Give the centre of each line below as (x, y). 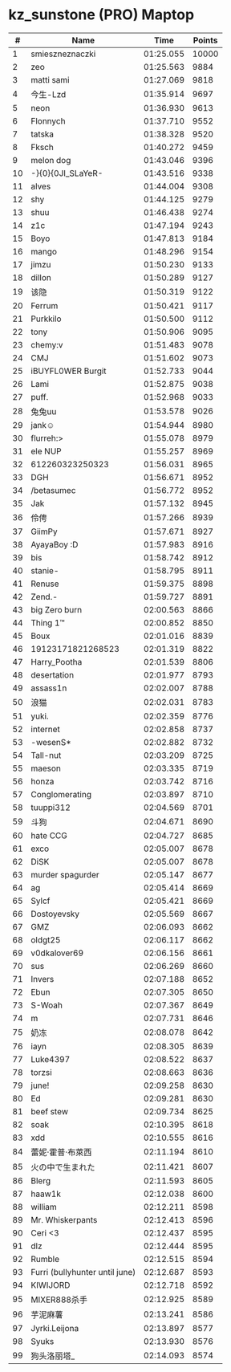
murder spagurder (65, 874)
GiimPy (44, 531)
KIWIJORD (51, 1284)
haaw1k (46, 1194)
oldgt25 (46, 939)
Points (205, 40)
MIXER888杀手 (59, 1300)
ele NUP (46, 451)
